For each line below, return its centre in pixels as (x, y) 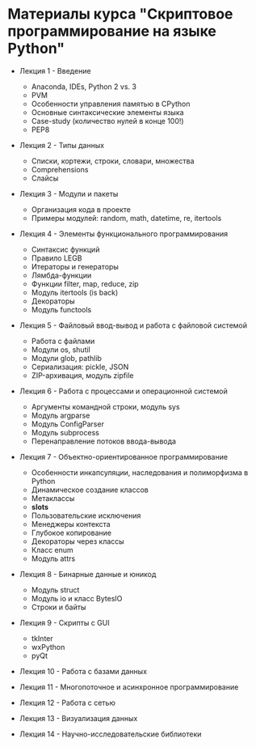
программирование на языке (112, 31)
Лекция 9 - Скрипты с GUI (64, 622)
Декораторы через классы (78, 541)
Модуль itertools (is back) (75, 292)
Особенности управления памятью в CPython (111, 104)
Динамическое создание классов (90, 490)
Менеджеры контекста (71, 524)
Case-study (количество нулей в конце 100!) (107, 121)
